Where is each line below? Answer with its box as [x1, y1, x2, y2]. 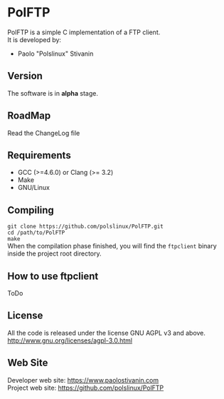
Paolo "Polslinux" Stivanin [17, 49, 94, 58]
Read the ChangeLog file [7, 128, 80, 137]
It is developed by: [7, 35, 62, 44]
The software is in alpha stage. [7, 89, 98, 97]
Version [7, 70, 43, 82]
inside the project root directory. [7, 249, 102, 258]
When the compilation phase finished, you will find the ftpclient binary [7, 242, 217, 251]
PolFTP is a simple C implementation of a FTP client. [7, 28, 161, 36]
